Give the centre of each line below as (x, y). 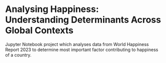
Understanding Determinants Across (83, 20)
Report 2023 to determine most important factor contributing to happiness (82, 49)
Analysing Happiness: (52, 9)
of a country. (18, 55)
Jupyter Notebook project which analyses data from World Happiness (77, 44)
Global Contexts (39, 30)
